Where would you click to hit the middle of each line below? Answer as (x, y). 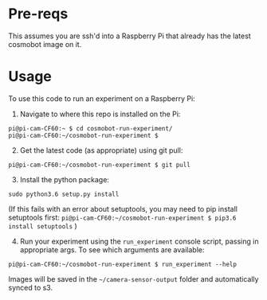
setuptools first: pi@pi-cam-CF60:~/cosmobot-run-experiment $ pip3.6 (122, 217)
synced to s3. (31, 287)
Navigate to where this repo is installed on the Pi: (100, 114)
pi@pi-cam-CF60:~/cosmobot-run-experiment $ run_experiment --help (123, 264)
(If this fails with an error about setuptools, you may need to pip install (123, 208)
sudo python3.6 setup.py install (64, 194)
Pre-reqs (38, 14)
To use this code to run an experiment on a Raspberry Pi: (102, 98)
